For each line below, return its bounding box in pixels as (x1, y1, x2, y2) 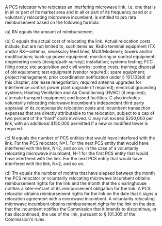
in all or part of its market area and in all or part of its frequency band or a (5, 9, 152, 15)
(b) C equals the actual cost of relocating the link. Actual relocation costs (5, 38, 151, 44)
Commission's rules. (5, 216, 46, 222)
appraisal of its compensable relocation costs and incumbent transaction (5, 105, 151, 111)
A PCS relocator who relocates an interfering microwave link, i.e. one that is (5, 4, 156, 10)
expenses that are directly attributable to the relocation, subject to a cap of (5, 110, 155, 116)
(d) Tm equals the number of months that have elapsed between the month (5, 170, 155, 176)
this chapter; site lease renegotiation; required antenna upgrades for (5, 79, 142, 85)
